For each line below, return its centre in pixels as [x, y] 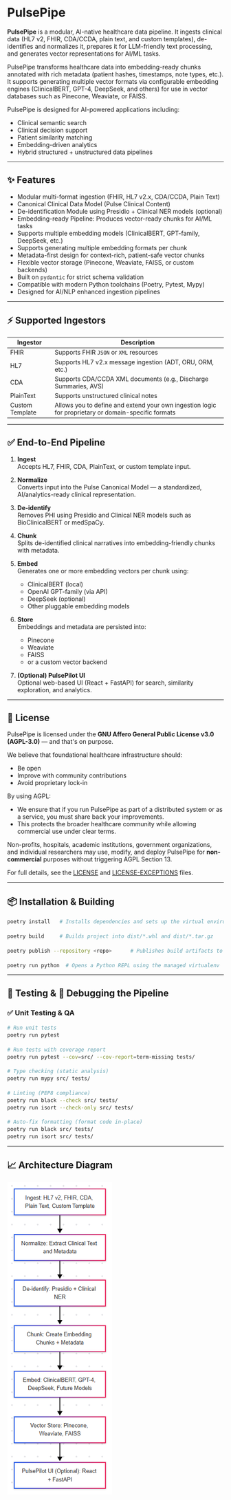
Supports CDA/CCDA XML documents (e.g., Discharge [132, 379]
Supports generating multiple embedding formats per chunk [102, 247]
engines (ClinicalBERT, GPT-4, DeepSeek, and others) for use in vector [108, 89]
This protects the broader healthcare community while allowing [107, 824]
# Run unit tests [32, 1028]
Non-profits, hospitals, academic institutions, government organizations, [110, 845]
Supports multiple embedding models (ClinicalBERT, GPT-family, [108, 233]
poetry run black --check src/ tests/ [63, 1100]
